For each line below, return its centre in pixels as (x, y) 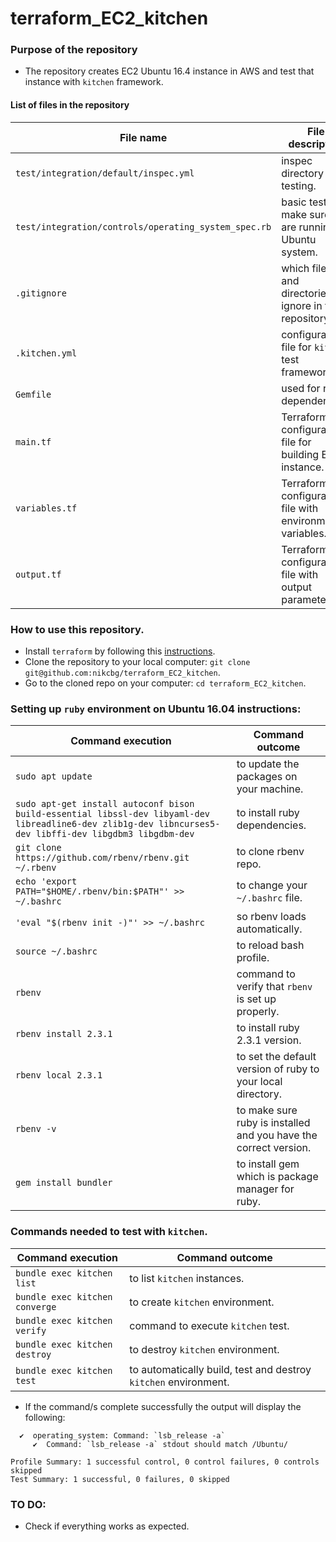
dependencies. (271, 825)
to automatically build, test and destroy (220, 1369)
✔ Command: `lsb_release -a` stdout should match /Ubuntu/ (160, 1444)
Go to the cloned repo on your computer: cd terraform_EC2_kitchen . (165, 683)
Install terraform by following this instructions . (120, 651)
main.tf (33, 441)
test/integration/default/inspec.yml (105, 173)
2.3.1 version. (269, 1040)
